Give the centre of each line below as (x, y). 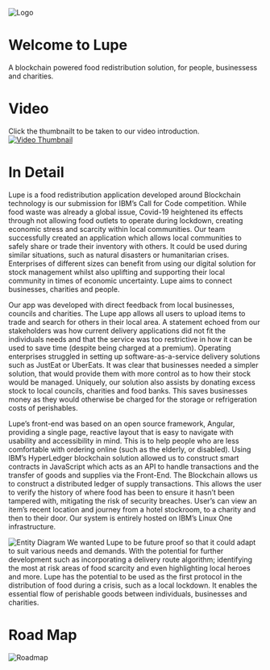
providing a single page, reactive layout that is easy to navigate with (121, 432)
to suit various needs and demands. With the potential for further (116, 550)
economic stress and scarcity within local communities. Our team (117, 229)
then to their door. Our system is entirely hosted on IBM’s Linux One (120, 518)
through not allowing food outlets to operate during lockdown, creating (126, 220)
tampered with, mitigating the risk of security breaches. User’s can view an (133, 500)
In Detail (36, 173)
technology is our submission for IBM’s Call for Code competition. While (128, 203)
